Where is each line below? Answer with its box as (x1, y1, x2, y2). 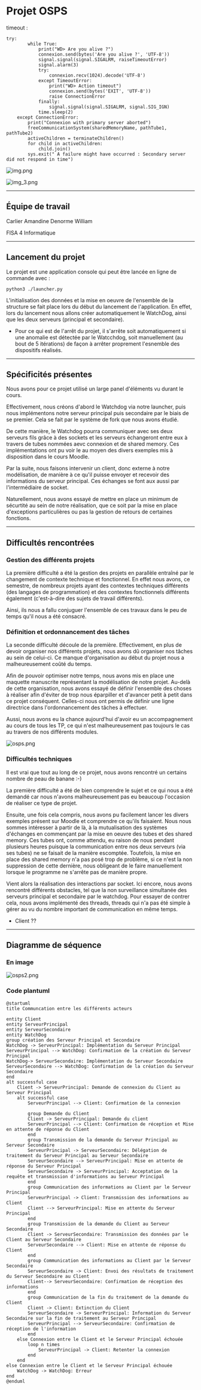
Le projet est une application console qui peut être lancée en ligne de (6, 268, 177, 275)
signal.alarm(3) (38, 62, 79, 68)
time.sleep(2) (38, 109, 74, 115)
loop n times (28, 1341, 60, 1347)
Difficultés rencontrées (6, 538, 95, 548)
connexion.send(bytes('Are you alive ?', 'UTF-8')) (38, 51, 170, 58)
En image (6, 958, 34, 966)
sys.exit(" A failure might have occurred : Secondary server (28, 151, 186, 157)
